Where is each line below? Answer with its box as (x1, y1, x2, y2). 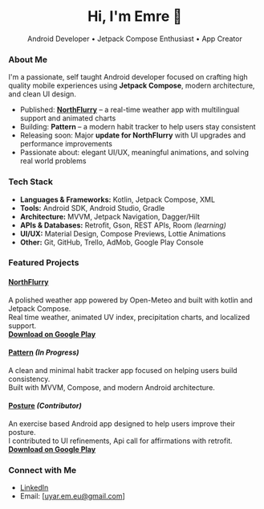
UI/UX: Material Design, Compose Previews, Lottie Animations (19, 228, 226, 238)
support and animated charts (19, 113, 116, 123)
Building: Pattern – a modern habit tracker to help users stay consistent (19, 122, 256, 132)
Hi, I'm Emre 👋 (87, 7, 183, 26)
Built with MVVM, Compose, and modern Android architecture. (8, 382, 215, 392)
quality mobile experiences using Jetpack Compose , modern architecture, (8, 80, 255, 91)
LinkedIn (19, 482, 49, 493)
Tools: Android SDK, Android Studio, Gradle (19, 203, 165, 212)
